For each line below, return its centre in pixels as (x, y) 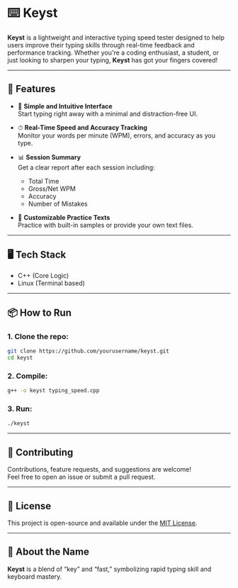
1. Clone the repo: (38, 336)
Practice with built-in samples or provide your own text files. (105, 225)
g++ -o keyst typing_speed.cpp (53, 391)
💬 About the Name (49, 552)
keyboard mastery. (35, 576)
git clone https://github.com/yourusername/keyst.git (89, 351)
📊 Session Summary (49, 157)
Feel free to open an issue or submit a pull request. (81, 477)
